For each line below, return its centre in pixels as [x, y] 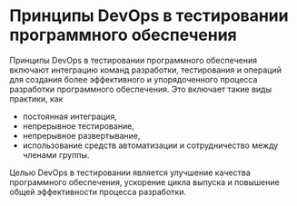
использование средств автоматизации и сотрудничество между [150, 145]
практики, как [36, 98]
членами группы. [56, 154]
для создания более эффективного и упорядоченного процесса [134, 79]
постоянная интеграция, [70, 116]
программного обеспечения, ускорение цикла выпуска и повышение [144, 181]
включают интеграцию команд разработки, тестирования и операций [145, 70]
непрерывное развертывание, [81, 135]
